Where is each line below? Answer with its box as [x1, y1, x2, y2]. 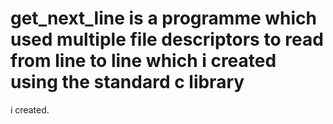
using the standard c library [10, 71, 245, 94]
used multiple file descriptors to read [10, 28, 324, 51]
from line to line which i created [10, 50, 277, 72]
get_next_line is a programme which [10, 7, 317, 30]
